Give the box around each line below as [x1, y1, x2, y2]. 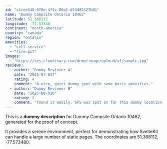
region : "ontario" [5, 35, 43, 40]
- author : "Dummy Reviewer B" [9, 86, 72, 91]
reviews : [5, 63, 23, 68]
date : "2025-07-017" [14, 72, 57, 77]
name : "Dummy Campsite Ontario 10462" [5, 12, 86, 17]
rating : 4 [14, 77, 35, 82]
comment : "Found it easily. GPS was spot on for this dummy [14, 100, 142, 105]
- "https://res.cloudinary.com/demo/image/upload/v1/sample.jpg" [9, 58, 149, 63]
